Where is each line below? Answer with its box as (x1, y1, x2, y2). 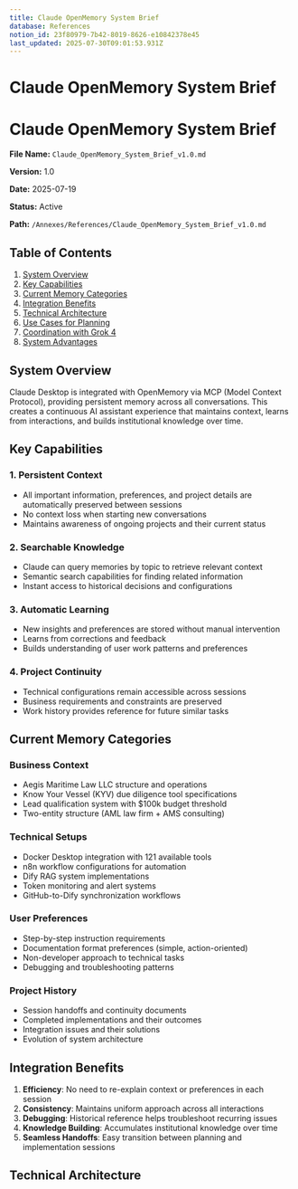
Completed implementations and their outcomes (22, 1014, 202, 1025)
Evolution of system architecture (22, 1033, 144, 1045)
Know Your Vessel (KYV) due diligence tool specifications (22, 789, 237, 800)
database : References (9, 22, 91, 31)
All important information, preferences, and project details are (22, 490, 253, 500)
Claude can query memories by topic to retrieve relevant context (22, 561, 264, 572)
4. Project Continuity (9, 666, 102, 679)
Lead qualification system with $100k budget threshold (22, 798, 228, 810)
